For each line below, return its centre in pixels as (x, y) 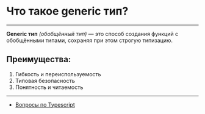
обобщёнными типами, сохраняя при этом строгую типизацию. (89, 40)
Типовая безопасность (45, 80)
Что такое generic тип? (67, 11)
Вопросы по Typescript (45, 104)
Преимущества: (39, 59)
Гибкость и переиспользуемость (58, 74)
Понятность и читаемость (49, 87)
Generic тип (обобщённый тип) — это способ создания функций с (92, 34)
